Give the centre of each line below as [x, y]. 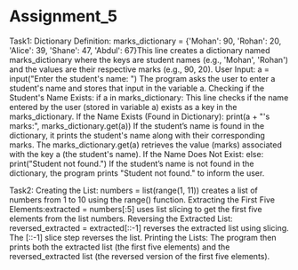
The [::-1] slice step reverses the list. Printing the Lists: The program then [143, 237]
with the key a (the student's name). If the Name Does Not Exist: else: [137, 154]
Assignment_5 [64, 16]
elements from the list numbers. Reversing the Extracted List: [121, 218]
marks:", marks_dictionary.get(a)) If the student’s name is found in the [137, 125]
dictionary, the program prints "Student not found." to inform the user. [137, 173]
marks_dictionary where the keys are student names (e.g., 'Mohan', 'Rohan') [149, 60]
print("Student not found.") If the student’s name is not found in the [132, 163]
